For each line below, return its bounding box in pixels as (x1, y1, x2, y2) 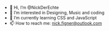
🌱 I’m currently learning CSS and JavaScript (9, 15, 97, 20)
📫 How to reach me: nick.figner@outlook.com (9, 20, 102, 26)
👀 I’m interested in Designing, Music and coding (9, 10, 105, 15)
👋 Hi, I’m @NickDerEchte (9, 5, 59, 10)
